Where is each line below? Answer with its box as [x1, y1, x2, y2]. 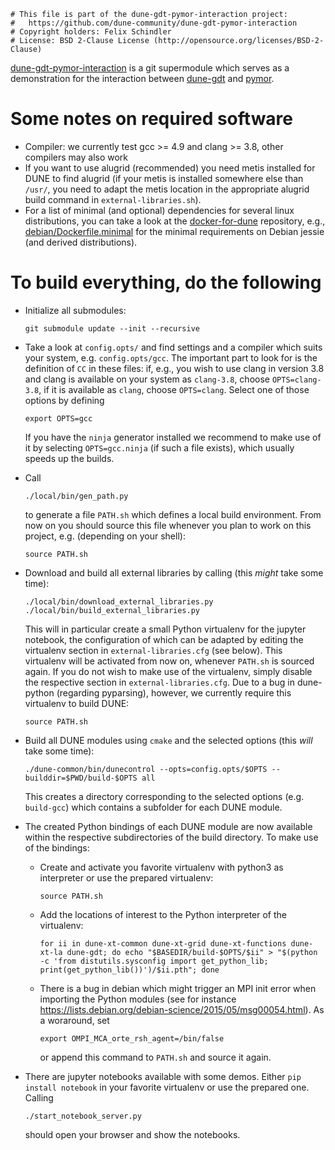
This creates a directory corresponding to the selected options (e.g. [24, 790, 305, 802]
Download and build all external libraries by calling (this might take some [24, 566, 324, 579]
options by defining [24, 394, 105, 406]
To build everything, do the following [10, 271, 322, 294]
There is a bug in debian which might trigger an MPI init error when [39, 982, 317, 994]
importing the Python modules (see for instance [39, 993, 237, 1005]
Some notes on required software [10, 108, 294, 130]
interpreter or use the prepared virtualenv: [39, 871, 214, 884]
